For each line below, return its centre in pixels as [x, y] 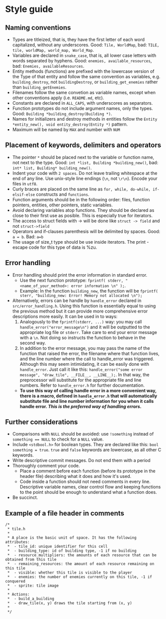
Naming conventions [38, 28]
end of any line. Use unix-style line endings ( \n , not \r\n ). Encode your [85, 178]
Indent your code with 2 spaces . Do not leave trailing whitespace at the [85, 173]
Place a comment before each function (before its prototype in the [87, 471]
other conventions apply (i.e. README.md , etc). [58, 98]
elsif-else [24, 195]
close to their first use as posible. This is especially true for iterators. [83, 215]
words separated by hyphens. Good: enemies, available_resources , [82, 61]
